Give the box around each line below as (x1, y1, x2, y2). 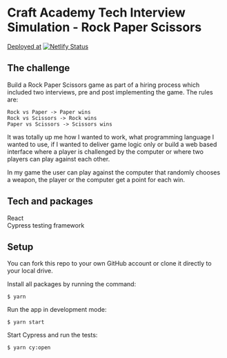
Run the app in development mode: (7, 306, 107, 314)
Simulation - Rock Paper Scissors (7, 19, 202, 35)
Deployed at (7, 42, 42, 50)
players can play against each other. (7, 155, 110, 163)
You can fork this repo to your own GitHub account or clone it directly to (7, 259, 212, 268)
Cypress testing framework (7, 221, 85, 229)
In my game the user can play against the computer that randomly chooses (7, 168, 221, 177)
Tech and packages (7, 195, 93, 208)
